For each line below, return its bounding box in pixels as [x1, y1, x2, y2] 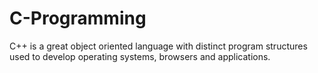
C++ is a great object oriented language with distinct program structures [9, 40, 308, 52]
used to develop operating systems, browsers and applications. [9, 50, 271, 62]
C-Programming [9, 7, 147, 30]
